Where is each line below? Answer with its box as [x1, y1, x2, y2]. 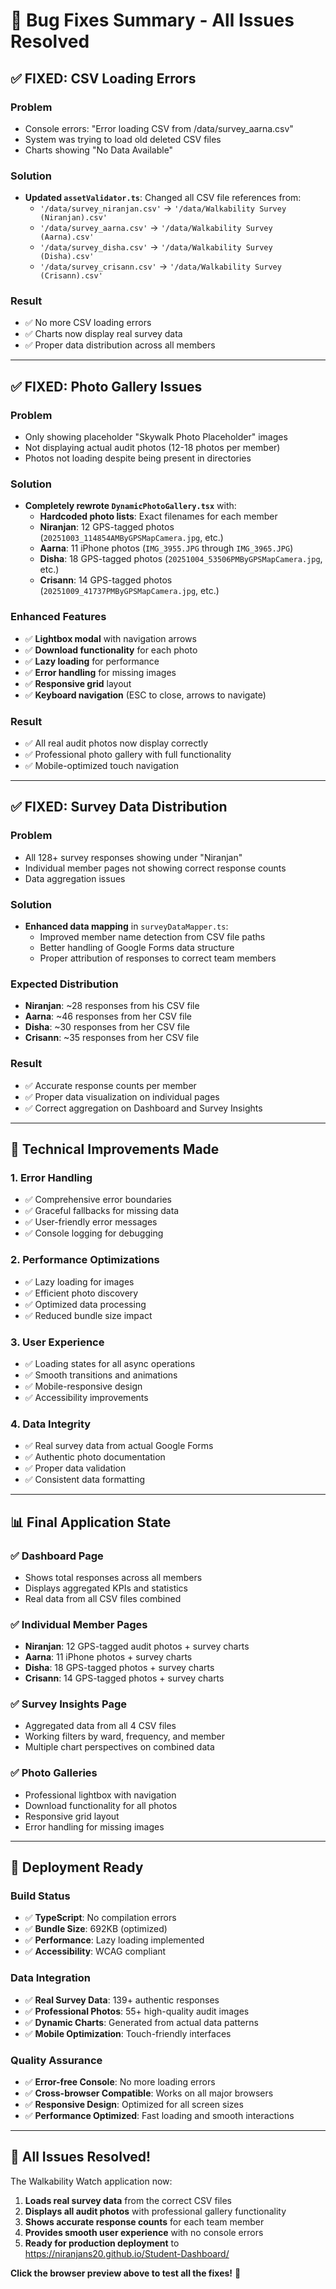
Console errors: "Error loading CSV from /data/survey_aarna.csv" [24, 122, 294, 134]
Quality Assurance [10, 2053, 103, 2067]
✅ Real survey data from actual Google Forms [24, 1440, 214, 1452]
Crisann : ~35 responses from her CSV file [24, 1032, 200, 1044]
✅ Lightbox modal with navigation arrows [24, 632, 197, 644]
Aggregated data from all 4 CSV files [24, 1720, 177, 1732]
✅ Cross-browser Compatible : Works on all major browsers [24, 2087, 274, 2099]
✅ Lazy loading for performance [24, 655, 160, 667]
